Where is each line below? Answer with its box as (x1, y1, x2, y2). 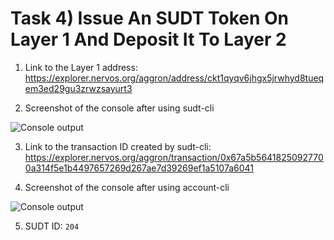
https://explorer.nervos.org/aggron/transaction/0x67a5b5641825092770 (24, 151, 324, 163)
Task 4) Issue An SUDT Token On (10, 7, 290, 30)
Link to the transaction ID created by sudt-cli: (24, 140, 212, 152)
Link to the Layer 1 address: (24, 61, 138, 73)
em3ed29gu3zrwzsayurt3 (24, 82, 133, 94)
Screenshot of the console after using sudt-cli (24, 102, 215, 114)
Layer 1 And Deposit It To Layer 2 (10, 28, 287, 51)
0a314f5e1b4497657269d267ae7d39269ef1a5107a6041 (24, 162, 255, 174)
